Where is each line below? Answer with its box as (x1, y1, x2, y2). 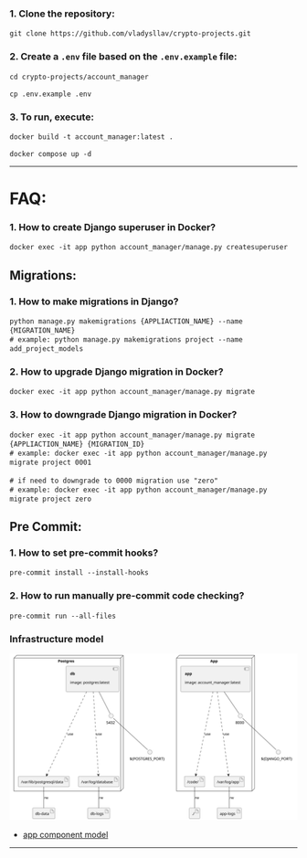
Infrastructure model (9, 632, 104, 645)
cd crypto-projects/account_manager (9, 72, 149, 81)
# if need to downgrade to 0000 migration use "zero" (9, 476, 219, 485)
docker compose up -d (9, 149, 92, 158)
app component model (22, 830, 109, 841)
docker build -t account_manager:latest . (9, 132, 174, 142)
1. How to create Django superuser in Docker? (9, 221, 217, 233)
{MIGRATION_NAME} (9, 326, 76, 335)
